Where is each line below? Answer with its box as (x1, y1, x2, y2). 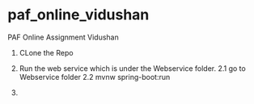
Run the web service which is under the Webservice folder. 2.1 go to (19, 63, 246, 73)
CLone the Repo (19, 48, 74, 57)
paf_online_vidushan (7, 6, 150, 24)
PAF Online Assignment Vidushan (7, 32, 119, 42)
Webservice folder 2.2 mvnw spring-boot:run (19, 72, 171, 81)
